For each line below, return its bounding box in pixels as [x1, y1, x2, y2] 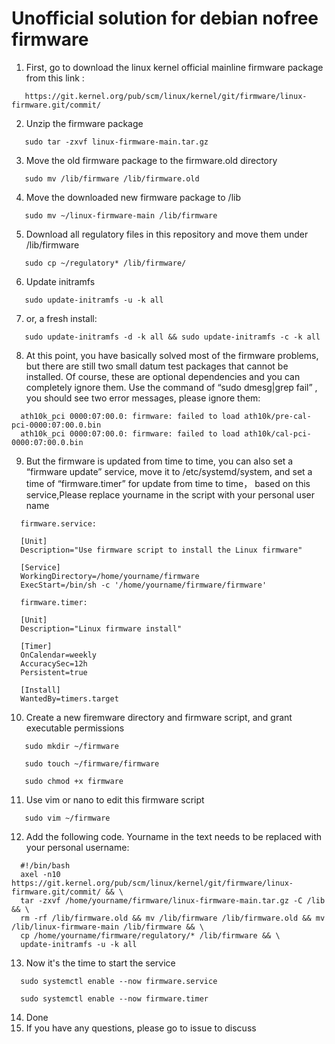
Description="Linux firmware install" [20, 623, 183, 634]
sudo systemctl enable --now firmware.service [20, 976, 218, 986]
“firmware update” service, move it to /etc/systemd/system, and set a [25, 465, 313, 477]
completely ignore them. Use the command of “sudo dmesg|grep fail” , [25, 381, 318, 393]
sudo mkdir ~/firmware [24, 741, 119, 751]
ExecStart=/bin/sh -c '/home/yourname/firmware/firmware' [20, 580, 268, 590]
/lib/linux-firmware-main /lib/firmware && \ [11, 922, 204, 932]
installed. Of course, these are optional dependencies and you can [25, 370, 301, 382]
